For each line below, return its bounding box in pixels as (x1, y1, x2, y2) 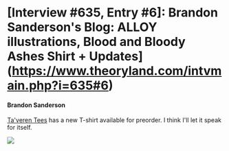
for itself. (7, 124, 32, 132)
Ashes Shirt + (7, 49, 87, 65)
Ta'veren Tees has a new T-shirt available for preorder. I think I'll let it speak (7, 116, 222, 124)
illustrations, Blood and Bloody (7, 34, 186, 49)
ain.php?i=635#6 (7, 78, 109, 93)
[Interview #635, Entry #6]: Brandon (7, 5, 219, 21)
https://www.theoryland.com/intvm (12, 63, 222, 79)
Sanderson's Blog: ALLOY (7, 19, 157, 35)
